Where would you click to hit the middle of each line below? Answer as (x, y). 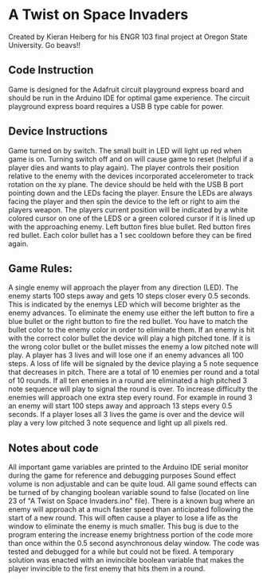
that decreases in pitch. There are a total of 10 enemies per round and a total (134, 372)
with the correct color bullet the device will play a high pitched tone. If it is (130, 338)
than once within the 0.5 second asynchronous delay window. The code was (134, 544)
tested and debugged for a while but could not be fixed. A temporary (121, 552)
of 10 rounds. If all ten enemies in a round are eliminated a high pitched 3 (128, 380)
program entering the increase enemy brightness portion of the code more (131, 535)
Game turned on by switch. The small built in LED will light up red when (125, 150)
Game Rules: (41, 268)
